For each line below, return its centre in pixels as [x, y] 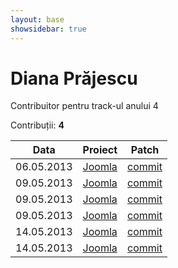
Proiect [100, 150]
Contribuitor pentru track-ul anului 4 [84, 106]
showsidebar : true [48, 29]
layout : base [37, 19]
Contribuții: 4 [37, 125]
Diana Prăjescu [74, 78]
